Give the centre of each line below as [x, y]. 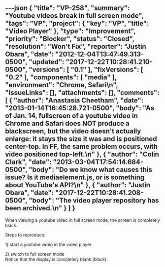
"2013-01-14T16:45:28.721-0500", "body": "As [80, 108]
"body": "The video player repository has [94, 201]
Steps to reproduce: [25, 235]
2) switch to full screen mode [35, 254]
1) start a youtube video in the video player [49, 244]
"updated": [47, 62]
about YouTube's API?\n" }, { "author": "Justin [78, 185]
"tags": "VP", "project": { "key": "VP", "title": [77, 23]
